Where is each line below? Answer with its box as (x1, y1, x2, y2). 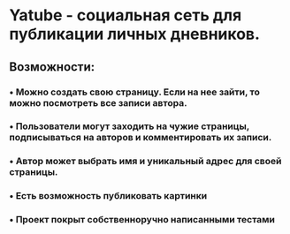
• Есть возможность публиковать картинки (9, 190, 208, 202)
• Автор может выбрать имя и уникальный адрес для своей (9, 155, 282, 168)
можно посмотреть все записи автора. (9, 96, 187, 109)
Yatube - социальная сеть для (9, 5, 242, 26)
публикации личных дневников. (9, 24, 261, 44)
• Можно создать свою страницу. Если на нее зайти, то (9, 86, 261, 98)
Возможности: (9, 59, 95, 74)
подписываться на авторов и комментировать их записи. (9, 132, 272, 144)
